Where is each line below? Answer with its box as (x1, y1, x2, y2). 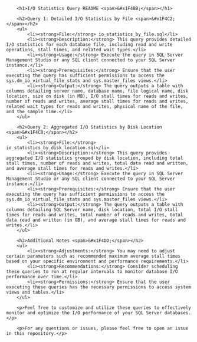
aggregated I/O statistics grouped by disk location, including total (6, 155, 183, 161)
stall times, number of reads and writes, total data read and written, (6, 160, 189, 166)
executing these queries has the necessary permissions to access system (6, 284, 192, 290)
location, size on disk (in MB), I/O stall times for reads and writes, (6, 93, 189, 99)
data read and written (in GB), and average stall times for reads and (6, 217, 186, 223)
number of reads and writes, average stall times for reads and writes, (6, 98, 189, 104)
